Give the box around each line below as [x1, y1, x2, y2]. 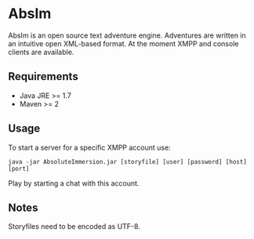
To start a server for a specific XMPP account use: [8, 143, 171, 152]
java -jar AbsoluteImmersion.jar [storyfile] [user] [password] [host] [8, 158, 247, 165]
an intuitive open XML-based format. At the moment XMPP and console [8, 38, 239, 48]
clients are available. [8, 47, 74, 56]
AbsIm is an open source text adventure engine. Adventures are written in [8, 31, 246, 40]
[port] [8, 165, 30, 172]
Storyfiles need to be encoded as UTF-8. [8, 222, 141, 231]
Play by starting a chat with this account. [8, 178, 140, 188]
